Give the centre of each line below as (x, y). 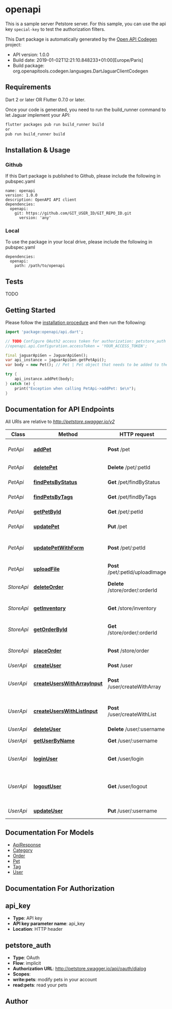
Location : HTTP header (38, 929)
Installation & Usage (38, 150)
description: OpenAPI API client (41, 200)
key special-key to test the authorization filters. (55, 29)
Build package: (28, 65)
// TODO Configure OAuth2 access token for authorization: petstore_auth (86, 341)
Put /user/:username (132, 811)
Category (23, 851)
